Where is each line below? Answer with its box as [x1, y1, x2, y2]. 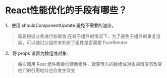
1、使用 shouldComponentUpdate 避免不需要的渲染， [5, 22, 117, 28]
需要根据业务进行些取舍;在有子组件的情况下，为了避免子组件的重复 [17, 33, 156, 39]
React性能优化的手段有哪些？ [5, 5, 127, 16]
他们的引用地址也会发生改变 [17, 67, 76, 73]
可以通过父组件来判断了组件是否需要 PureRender [26, 39, 128, 46]
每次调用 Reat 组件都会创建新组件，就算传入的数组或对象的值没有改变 [17, 61, 162, 67]
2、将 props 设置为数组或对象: [5, 50, 68, 56]
